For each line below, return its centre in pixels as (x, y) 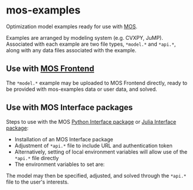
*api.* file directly (37, 158)
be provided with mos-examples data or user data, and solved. (82, 89)
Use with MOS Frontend (50, 69)
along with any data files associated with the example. (71, 50)
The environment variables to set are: (60, 164)
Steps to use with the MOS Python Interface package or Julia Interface (91, 121)
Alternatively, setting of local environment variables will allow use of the (101, 152)
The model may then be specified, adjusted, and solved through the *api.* (96, 175)
